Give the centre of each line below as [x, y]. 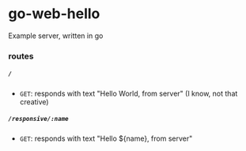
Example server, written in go [56, 36]
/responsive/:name [38, 119]
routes [21, 56]
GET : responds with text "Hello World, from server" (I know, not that [129, 93]
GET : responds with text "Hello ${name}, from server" [106, 138]
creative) [34, 102]
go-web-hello [54, 14]
